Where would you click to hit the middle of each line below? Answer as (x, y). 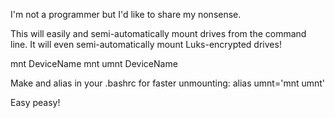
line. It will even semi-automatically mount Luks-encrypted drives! (146, 44)
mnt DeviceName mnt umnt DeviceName (94, 63)
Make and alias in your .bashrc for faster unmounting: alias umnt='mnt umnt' (168, 83)
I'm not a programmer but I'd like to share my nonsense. (126, 14)
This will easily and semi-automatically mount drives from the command (158, 33)
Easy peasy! (35, 102)
